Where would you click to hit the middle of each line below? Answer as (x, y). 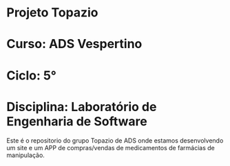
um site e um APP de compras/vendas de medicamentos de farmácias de (111, 147)
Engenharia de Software (77, 121)
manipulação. (26, 155)
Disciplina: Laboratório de (82, 107)
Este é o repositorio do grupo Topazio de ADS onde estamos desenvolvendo (115, 140)
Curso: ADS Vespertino (74, 44)
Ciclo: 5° (31, 75)
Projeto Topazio (52, 13)
